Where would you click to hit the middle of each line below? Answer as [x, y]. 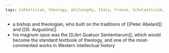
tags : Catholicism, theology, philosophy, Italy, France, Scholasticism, [85, 10]
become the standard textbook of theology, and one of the [74, 40]
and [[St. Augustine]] [35, 29]
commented [25, 45]
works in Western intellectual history [77, 45]
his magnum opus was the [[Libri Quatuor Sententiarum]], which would [87, 34]
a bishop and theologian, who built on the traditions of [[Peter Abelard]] [87, 24]
